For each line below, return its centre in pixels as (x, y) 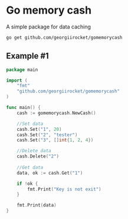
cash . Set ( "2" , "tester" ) (47, 135)
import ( (17, 80)
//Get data (30, 167)
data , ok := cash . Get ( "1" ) (50, 173)
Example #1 (27, 56)
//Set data (30, 124)
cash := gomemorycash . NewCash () (56, 113)
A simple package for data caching (49, 27)
